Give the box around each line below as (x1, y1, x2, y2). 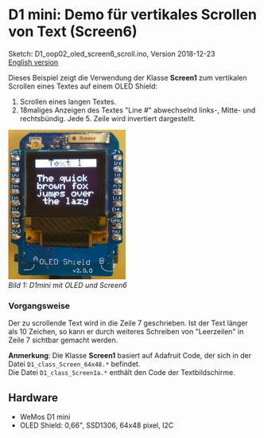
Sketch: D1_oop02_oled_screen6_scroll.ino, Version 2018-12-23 (8, 49, 215, 58)
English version (8, 57, 59, 67)
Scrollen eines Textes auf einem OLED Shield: (8, 81, 157, 91)
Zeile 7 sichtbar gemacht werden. (8, 335, 118, 345)
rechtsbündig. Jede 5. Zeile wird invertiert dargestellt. (19, 113, 196, 123)
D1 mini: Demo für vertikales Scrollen (8, 6, 257, 24)
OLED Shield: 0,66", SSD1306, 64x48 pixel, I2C (19, 420, 174, 430)
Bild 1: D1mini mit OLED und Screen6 (8, 280, 127, 290)
